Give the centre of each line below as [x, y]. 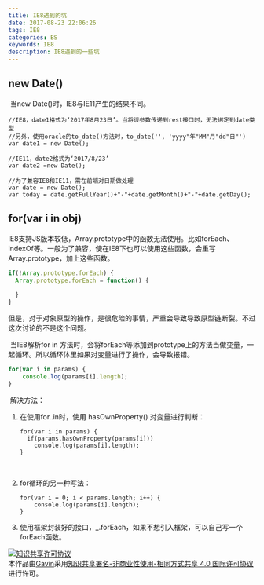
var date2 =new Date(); [47, 166]
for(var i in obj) [45, 219]
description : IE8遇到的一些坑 [54, 52]
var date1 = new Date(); [49, 143]
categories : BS [33, 37]
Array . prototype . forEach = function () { [82, 280]
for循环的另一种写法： [55, 483]
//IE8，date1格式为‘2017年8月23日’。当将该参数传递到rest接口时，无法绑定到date [129, 120]
